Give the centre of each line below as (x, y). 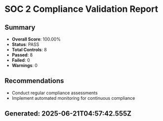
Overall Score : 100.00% (36, 39)
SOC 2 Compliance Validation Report (81, 9)
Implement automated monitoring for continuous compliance (73, 98)
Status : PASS (25, 44)
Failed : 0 (21, 60)
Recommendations (34, 81)
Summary (20, 27)
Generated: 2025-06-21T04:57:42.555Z (68, 114)
